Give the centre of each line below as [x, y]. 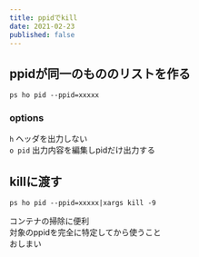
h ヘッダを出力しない [49, 139]
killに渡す [36, 181]
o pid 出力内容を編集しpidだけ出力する [83, 150]
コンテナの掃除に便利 [49, 221]
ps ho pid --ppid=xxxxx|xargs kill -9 [83, 203]
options [27, 118]
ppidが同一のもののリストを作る [100, 74]
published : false [42, 35]
